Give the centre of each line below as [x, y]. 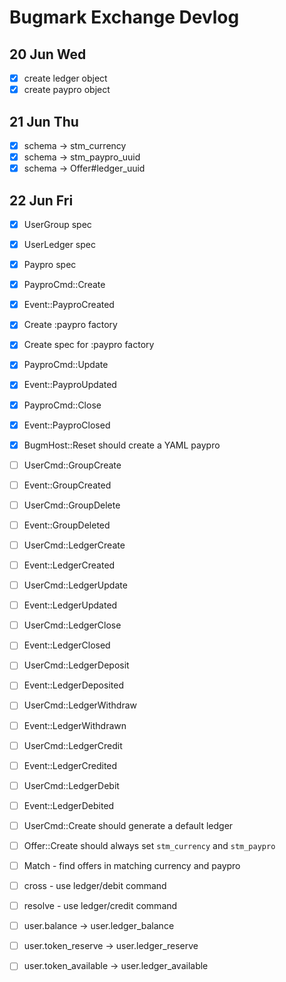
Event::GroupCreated [67, 485]
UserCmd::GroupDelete [72, 505]
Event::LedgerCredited [70, 765]
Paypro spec [50, 265]
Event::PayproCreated [69, 305]
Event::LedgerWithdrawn [75, 725]
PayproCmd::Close [62, 405]
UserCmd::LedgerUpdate [75, 585]
